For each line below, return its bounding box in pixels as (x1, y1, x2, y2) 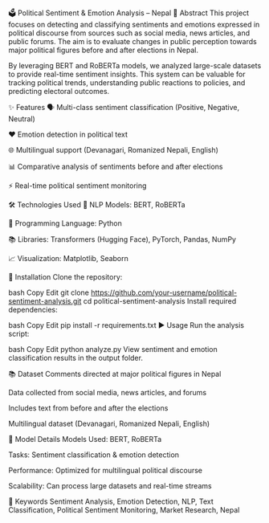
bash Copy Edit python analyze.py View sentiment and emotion (8, 345, 218, 353)
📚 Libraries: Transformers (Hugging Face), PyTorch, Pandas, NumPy (8, 235, 237, 244)
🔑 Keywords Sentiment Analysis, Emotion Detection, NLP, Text (8, 496, 214, 506)
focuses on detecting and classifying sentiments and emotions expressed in (8, 20, 260, 29)
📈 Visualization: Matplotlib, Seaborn (8, 254, 128, 263)
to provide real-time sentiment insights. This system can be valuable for (8, 69, 246, 79)
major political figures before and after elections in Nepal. (8, 45, 199, 55)
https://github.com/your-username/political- (91, 288, 238, 297)
